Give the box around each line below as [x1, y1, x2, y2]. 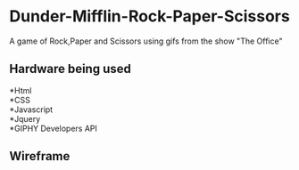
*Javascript [9, 104, 54, 115]
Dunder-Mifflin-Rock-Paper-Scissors [9, 6, 290, 27]
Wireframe [9, 149, 71, 164]
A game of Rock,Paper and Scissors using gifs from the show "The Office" [9, 36, 283, 46]
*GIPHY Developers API [9, 123, 98, 134]
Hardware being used [9, 61, 132, 77]
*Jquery [9, 113, 41, 124]
